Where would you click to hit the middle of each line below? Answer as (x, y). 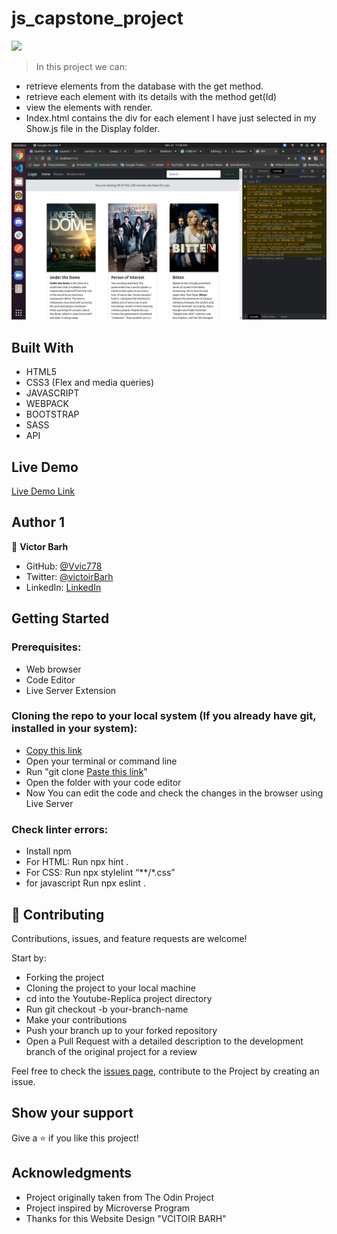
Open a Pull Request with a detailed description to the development (164, 1041)
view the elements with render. (89, 107)
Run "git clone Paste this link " (86, 771)
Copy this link (54, 750)
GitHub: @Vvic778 (64, 566)
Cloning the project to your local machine (110, 988)
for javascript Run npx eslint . (85, 883)
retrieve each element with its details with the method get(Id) (151, 96)
